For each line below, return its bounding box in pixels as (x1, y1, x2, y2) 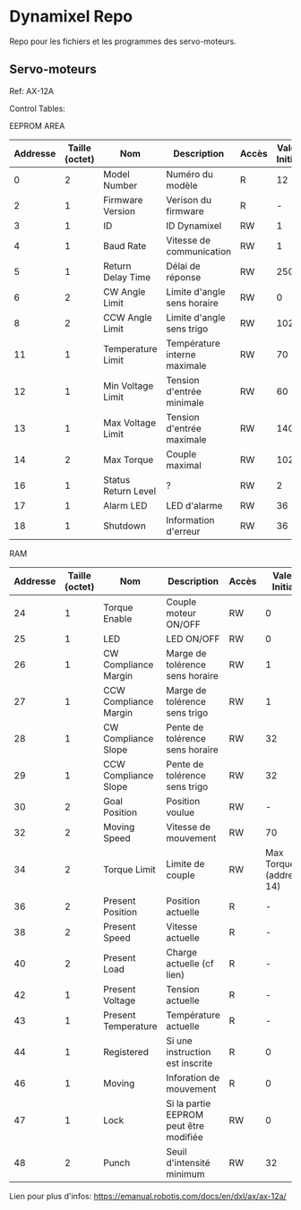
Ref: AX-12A (9, 85, 55, 96)
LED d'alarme (166, 499, 223, 511)
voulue (166, 806, 195, 819)
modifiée (166, 1130, 203, 1143)
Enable (102, 612, 133, 624)
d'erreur (166, 525, 201, 537)
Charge (166, 946, 198, 958)
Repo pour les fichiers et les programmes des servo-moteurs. (9, 36, 237, 47)
